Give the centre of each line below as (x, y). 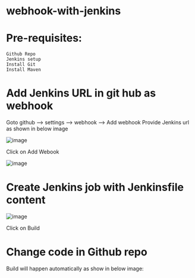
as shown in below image (37, 129)
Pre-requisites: (44, 38)
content (26, 200)
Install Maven (24, 70)
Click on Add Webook (33, 152)
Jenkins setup (24, 60)
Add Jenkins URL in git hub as (81, 93)
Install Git (21, 65)
